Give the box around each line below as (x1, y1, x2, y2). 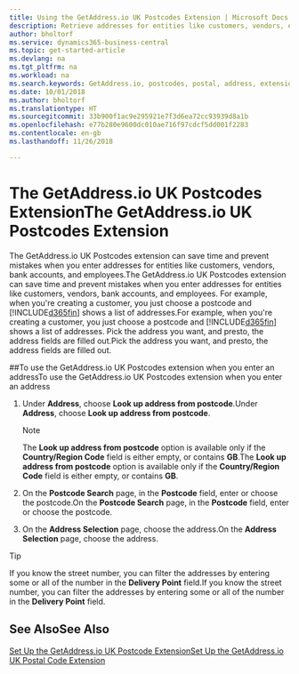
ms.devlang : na (9, 54, 66, 63)
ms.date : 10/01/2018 (9, 87, 86, 96)
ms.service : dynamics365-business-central (9, 37, 169, 47)
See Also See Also (9, 622, 109, 637)
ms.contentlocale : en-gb (9, 129, 101, 138)
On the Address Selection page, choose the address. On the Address (21, 524, 278, 534)
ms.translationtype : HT (9, 104, 98, 113)
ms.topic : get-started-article (9, 46, 125, 55)
